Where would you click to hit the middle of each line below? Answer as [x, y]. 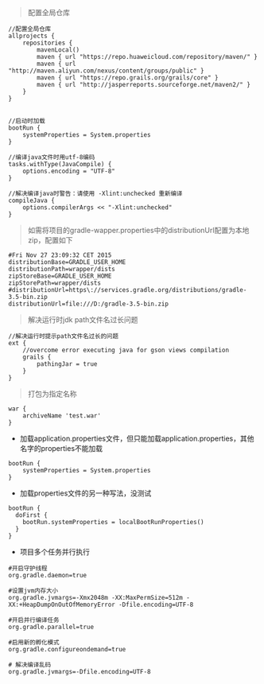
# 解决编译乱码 [30, 665]
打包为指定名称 [52, 394]
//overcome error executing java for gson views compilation [126, 350]
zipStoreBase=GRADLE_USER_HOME [60, 276]
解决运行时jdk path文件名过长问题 [83, 320]
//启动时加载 [27, 121]
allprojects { [32, 36]
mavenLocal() [58, 50]
